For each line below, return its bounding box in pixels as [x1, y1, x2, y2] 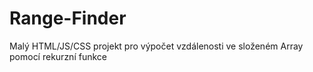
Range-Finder [9, 7, 127, 30]
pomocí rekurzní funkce [9, 50, 107, 62]
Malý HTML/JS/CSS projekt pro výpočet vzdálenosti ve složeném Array [9, 40, 304, 52]
